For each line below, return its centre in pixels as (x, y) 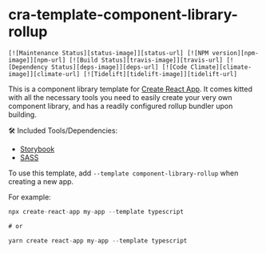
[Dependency (28, 67)
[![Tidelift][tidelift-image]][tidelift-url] (161, 74)
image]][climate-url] (44, 74)
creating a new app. (41, 181)
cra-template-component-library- (123, 15)
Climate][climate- (221, 67)
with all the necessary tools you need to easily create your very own (121, 97)
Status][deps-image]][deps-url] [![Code (119, 67)
